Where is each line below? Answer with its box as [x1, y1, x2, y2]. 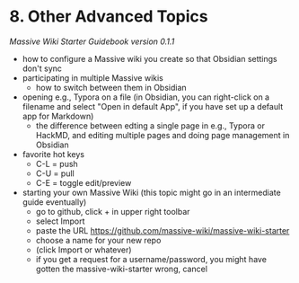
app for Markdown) [22, 111, 94, 121]
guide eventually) [22, 196, 87, 208]
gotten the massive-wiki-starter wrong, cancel [35, 263, 208, 274]
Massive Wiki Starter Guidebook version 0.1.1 [9, 36, 175, 47]
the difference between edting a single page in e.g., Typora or [35, 119, 265, 131]
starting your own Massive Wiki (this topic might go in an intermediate [22, 187, 281, 198]
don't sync [22, 63, 63, 74]
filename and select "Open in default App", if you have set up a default [22, 101, 284, 111]
